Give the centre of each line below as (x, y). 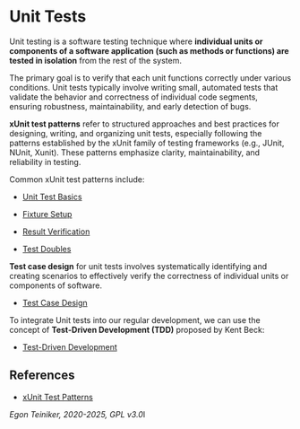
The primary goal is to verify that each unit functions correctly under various (150, 77)
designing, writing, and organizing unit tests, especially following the (136, 133)
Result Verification (56, 232)
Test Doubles (47, 249)
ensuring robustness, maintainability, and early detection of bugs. (130, 106)
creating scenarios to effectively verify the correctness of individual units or (149, 276)
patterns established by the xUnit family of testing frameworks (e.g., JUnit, (147, 143)
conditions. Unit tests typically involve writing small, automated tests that (144, 87)
